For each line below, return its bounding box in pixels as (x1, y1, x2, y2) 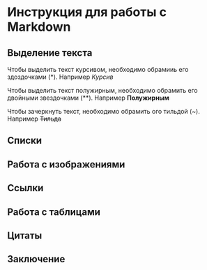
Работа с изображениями (7, 158, 125, 170)
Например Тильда (7, 114, 61, 123)
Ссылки (7, 182, 44, 194)
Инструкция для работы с (7, 4, 167, 20)
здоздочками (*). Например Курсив (7, 73, 114, 81)
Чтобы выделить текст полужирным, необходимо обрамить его (7, 87, 198, 94)
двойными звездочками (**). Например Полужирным (7, 93, 169, 102)
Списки (7, 135, 43, 147)
